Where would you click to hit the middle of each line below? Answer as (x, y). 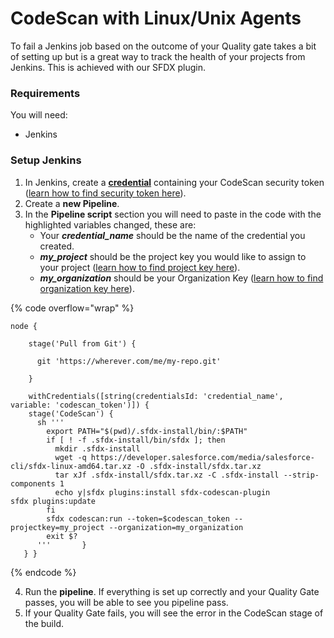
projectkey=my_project (57, 527)
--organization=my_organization (176, 527)
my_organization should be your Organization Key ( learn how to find (181, 278)
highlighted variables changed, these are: (110, 224)
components (33, 483)
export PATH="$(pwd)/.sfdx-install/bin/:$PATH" (147, 431)
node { (24, 326)
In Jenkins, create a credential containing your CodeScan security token (174, 182)
